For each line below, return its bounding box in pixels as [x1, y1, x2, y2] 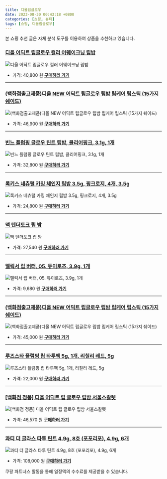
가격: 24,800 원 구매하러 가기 [12, 203, 70, 209]
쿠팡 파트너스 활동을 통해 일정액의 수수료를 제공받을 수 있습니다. [5, 469, 129, 475]
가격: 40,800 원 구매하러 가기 [12, 72, 70, 78]
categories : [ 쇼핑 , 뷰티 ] [5, 16, 55, 21]
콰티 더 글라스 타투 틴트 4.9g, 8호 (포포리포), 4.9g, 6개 [5, 435, 129, 442]
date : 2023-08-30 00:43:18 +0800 [5, 12, 75, 17]
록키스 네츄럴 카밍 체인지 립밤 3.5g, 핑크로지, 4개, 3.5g [5, 180, 130, 187]
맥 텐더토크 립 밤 [5, 221, 42, 228]
